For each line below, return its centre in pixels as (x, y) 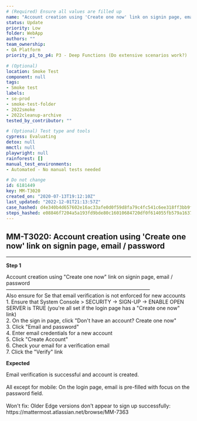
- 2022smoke (21, 109)
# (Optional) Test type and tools (48, 131)
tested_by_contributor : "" (39, 121)
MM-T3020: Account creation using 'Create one (96, 237)
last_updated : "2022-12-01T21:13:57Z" (53, 202)
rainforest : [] (25, 158)
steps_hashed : (23, 213)
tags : (13, 82)
